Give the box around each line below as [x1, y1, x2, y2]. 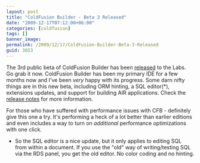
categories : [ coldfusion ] [6, 25, 70, 32]
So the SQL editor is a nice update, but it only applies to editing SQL [14, 137, 182, 145]
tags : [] [6, 31, 28, 37]
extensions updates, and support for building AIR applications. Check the [6, 89, 186, 96]
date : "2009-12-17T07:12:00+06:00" [6, 20, 95, 26]
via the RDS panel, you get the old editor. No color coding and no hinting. [14, 150, 195, 157]
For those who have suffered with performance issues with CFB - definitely [6, 106, 191, 114]
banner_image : [6, 36, 42, 42]
